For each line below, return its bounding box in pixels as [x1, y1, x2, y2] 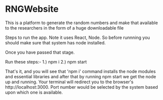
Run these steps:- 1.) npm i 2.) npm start [5, 59, 87, 65]
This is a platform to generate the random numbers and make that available [5, 20, 158, 26]
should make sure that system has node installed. [5, 39, 106, 45]
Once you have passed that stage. [5, 49, 75, 55]
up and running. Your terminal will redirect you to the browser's [5, 79, 134, 85]
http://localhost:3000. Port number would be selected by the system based [5, 84, 158, 90]
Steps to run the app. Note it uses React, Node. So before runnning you [5, 34, 150, 40]
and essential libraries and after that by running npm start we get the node [5, 73, 157, 79]
